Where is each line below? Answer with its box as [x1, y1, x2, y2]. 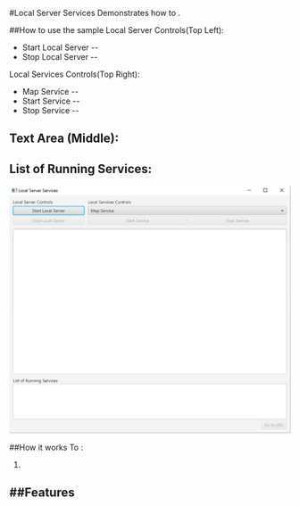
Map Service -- [21, 87, 79, 96]
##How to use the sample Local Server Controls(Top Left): [9, 25, 225, 35]
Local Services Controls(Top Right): [9, 69, 140, 79]
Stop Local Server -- [21, 52, 98, 62]
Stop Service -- [21, 105, 79, 115]
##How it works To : [9, 442, 83, 453]
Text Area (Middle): [9, 131, 119, 146]
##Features [9, 485, 75, 501]
